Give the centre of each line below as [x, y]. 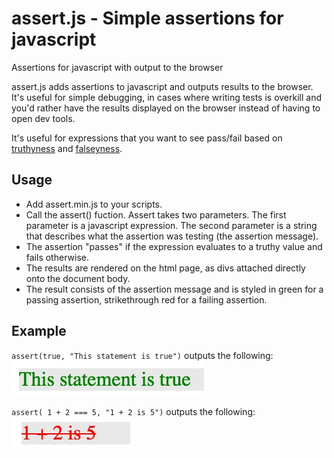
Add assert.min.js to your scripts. [94, 204]
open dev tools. [43, 118]
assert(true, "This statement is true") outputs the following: [142, 355]
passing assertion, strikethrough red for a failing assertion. [146, 299]
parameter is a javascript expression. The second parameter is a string [171, 225]
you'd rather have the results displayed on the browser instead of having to [166, 108]
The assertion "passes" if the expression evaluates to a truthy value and [174, 246]
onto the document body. [78, 278]
